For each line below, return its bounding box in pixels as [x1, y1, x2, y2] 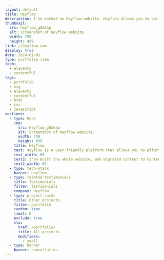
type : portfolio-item [5, 57, 49, 62]
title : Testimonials [14, 180, 56, 184]
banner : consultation [14, 247, 58, 253]
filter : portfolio [14, 202, 51, 207]
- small [22, 239, 38, 243]
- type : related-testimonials [9, 175, 71, 180]
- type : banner [9, 243, 41, 248]
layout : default [5, 7, 38, 12]
